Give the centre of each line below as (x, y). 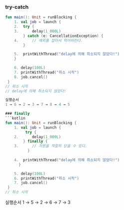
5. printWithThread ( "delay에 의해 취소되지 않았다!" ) (67, 54)
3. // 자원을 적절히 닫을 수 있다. (51, 146)
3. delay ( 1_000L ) (38, 31)
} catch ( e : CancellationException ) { (63, 36)
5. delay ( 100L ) (30, 174)
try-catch (17, 7)
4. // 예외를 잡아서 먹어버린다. (49, 40)
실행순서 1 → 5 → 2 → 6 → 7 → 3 (38, 203)
